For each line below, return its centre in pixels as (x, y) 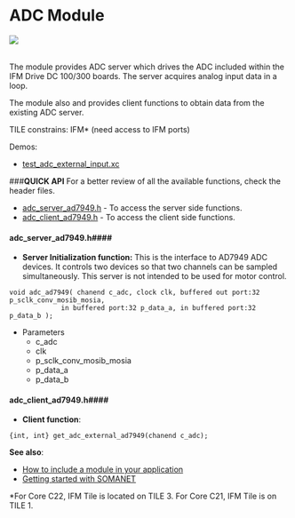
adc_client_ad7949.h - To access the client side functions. (128, 217)
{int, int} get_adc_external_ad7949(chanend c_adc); (109, 436)
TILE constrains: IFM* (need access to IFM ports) (100, 129)
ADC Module (57, 16)
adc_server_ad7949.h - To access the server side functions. (132, 207)
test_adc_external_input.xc (71, 163)
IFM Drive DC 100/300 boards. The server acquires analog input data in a (143, 76)
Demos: (24, 147)
